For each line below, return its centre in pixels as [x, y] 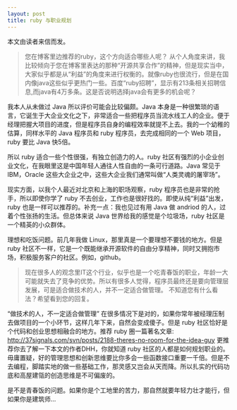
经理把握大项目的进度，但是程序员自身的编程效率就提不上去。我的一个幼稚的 [119, 124]
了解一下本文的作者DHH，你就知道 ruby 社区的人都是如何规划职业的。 [127, 349]
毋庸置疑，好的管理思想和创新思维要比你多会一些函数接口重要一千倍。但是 [115, 357]
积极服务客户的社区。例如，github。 [72, 257]
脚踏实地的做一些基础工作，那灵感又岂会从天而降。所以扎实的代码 [127, 366]
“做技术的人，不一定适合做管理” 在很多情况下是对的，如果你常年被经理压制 [116, 313]
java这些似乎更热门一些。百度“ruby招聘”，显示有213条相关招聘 [128, 82]
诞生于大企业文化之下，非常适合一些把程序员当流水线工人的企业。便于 [128, 115]
